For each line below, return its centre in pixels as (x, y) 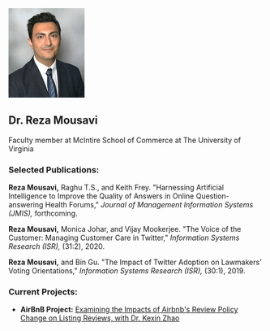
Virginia (21, 148)
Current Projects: (43, 292)
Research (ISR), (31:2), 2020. (57, 246)
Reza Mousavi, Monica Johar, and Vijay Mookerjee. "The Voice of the (125, 229)
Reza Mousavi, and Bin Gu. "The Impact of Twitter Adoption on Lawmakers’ (135, 262)
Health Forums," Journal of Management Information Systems (149, 205)
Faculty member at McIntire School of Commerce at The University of (125, 140)
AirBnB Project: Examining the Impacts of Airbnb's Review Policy (129, 310)
